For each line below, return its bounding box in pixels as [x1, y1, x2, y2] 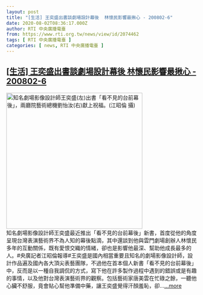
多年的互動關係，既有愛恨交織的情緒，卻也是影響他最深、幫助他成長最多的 [6, 244, 192, 251]
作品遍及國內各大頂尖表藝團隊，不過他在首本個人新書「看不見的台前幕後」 [11, 259, 197, 267]
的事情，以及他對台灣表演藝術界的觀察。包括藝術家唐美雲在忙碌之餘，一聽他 [6, 274, 197, 282]
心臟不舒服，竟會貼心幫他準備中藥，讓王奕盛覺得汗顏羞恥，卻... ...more [6, 282, 182, 289]
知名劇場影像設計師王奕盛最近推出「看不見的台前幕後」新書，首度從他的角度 [6, 229, 197, 236]
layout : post [6, 8, 39, 15]
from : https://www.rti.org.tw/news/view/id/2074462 [6, 31, 139, 37]
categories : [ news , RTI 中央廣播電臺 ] [6, 43, 104, 49]
